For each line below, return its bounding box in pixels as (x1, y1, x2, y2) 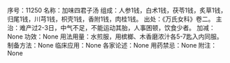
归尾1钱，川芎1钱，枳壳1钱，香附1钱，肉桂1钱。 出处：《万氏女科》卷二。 (7, 15, 215, 23)
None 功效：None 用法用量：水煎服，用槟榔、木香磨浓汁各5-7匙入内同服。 (7, 32, 223, 41)
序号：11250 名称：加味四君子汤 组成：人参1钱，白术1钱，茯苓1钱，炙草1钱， (7, 6, 227, 14)
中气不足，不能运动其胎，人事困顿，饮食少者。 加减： (60, 24, 215, 31)
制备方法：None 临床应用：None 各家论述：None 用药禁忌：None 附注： (7, 41, 217, 49)
